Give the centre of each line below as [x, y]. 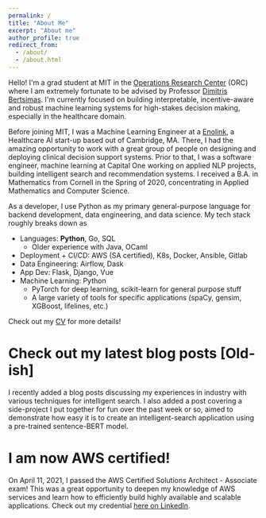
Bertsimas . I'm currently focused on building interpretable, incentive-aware [131, 99]
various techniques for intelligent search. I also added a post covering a [125, 400]
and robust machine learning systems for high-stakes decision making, [124, 107]
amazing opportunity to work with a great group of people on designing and [132, 149]
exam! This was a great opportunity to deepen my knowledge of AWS [122, 489]
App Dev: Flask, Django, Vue [66, 272]
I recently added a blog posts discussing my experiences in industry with [128, 392]
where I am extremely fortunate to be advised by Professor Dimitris [118, 91]
